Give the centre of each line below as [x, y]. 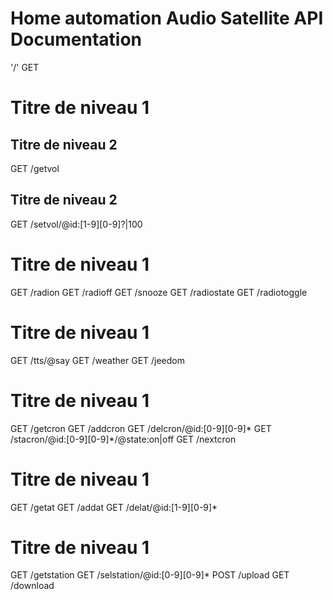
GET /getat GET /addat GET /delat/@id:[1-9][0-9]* [114, 507]
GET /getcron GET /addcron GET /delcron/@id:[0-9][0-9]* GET [141, 428]
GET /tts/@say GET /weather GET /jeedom [98, 360]
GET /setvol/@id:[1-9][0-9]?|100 [76, 224]
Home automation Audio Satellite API [167, 18]
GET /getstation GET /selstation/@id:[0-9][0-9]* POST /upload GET [150, 575]
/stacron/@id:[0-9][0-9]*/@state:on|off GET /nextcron [123, 439]
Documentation [76, 39]
